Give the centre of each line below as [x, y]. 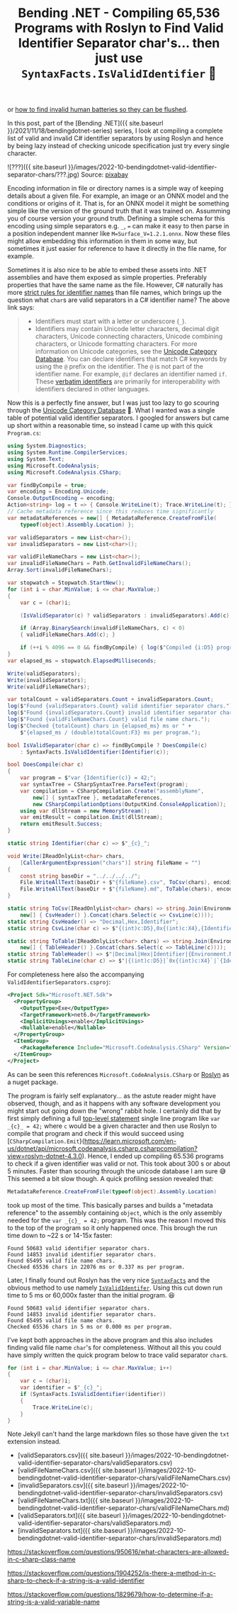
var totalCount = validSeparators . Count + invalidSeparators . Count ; [110, 700]
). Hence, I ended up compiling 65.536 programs [153, 1156]
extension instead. [34, 1441]
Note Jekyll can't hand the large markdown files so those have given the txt [119, 1434]
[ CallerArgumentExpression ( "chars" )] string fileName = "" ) [110, 863]
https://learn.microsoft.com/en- [130, 1141]
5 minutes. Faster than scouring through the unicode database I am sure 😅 [117, 1171]
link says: [21, 308]
